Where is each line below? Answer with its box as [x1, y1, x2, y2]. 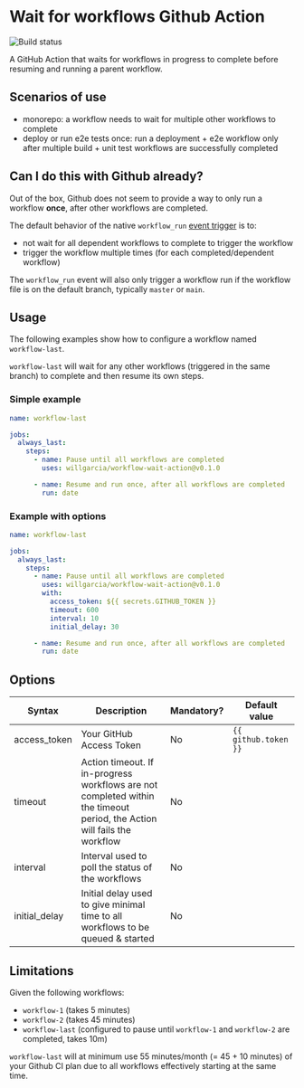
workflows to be [81, 921, 150, 933]
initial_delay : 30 [49, 622, 119, 631]
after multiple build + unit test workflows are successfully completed [22, 142, 279, 153]
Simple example [9, 393, 81, 406]
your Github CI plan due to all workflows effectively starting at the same [9, 1060, 277, 1071]
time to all [81, 910, 123, 922]
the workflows [81, 873, 142, 885]
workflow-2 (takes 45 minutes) [22, 1014, 136, 1025]
